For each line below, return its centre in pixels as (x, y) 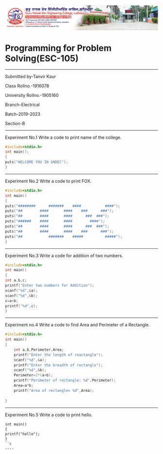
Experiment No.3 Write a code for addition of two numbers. (64, 256)
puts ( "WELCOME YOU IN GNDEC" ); (37, 162)
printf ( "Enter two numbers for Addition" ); (50, 286)
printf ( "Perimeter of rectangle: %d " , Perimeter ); (65, 381)
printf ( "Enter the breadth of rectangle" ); (58, 365)
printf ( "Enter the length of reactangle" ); (58, 355)
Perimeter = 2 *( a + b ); (33, 375)
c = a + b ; (12, 301)
